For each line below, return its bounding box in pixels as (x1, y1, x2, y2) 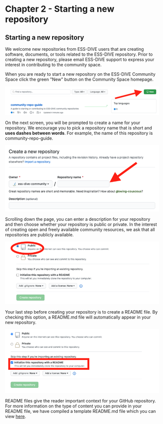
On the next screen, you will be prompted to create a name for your (5, 120, 141, 126)
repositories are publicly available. (5, 232, 74, 237)
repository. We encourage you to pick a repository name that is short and (5, 125, 152, 130)
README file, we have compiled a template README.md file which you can (5, 408, 156, 414)
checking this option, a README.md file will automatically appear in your (5, 314, 151, 320)
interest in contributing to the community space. (5, 62, 102, 67)
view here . (5, 414, 26, 420)
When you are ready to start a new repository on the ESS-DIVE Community (5, 71, 156, 77)
